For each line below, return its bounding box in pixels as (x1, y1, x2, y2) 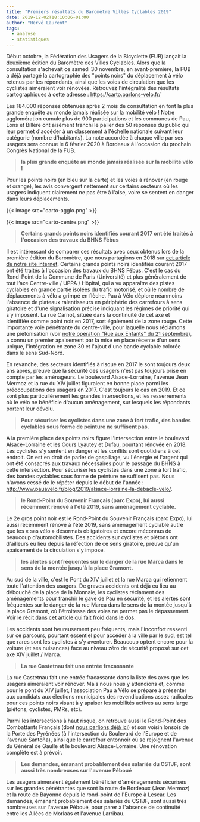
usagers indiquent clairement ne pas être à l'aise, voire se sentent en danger (6, 189, 194, 196)
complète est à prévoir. (6, 749, 62, 756)
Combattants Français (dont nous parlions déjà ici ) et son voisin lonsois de (6, 724, 189, 731)
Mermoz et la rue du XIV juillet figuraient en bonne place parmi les (6, 380, 168, 387)
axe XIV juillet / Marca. (6, 651, 61, 658)
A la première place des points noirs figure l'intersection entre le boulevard (6, 435, 189, 441)
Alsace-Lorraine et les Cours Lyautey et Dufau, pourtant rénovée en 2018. (6, 441, 187, 448)
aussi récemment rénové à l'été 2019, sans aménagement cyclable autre (6, 521, 183, 528)
